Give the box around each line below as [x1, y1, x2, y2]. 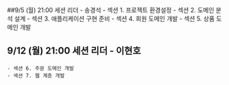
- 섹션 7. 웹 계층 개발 [7, 72, 65, 79]
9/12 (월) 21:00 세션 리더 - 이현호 [7, 45, 141, 57]
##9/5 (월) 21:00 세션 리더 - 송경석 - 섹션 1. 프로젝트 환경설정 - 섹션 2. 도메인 [7, 6, 215, 14]
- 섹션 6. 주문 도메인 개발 [7, 64, 74, 72]
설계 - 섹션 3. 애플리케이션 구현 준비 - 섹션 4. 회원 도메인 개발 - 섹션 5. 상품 [14, 14, 215, 23]
